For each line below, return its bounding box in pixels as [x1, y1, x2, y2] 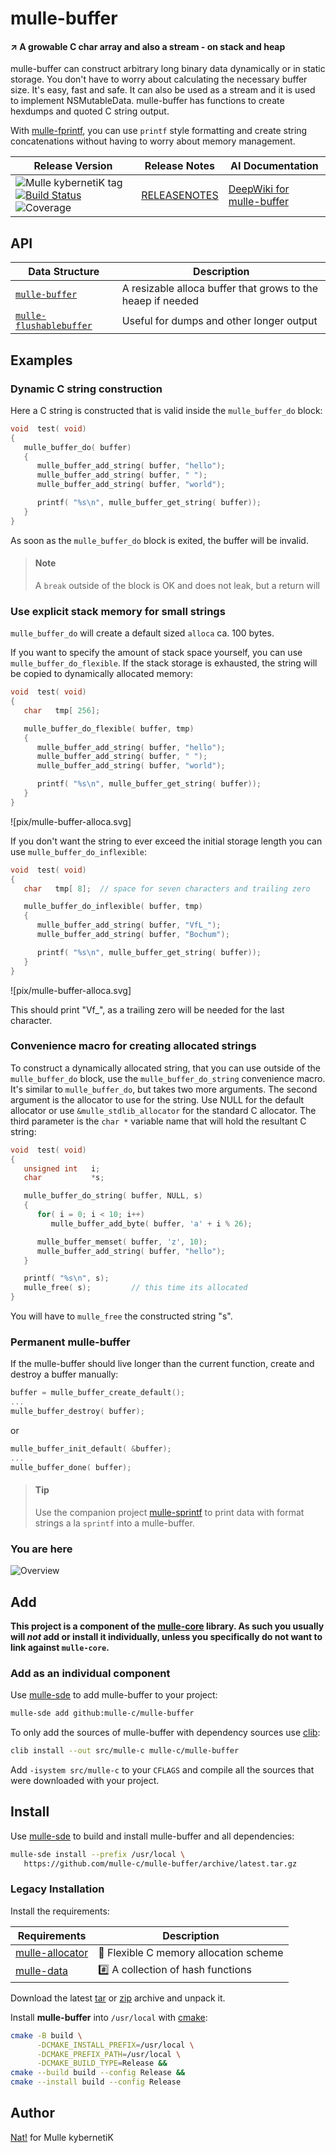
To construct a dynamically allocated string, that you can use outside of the [10, 1062, 321, 1074]
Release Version [33, 159, 113, 173]
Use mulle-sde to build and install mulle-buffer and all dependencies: [10, 1830, 295, 1842]
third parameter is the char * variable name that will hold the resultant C [10, 1115, 307, 1127]
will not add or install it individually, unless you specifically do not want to [10, 1630, 323, 1642]
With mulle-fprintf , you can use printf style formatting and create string [10, 125, 308, 137]
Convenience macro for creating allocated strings [10, 1039, 257, 1053]
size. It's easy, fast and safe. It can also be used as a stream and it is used [10, 84, 316, 96]
